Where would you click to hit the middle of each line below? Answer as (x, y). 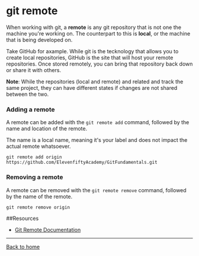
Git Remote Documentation (48, 229)
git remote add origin (34, 157)
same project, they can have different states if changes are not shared (92, 88)
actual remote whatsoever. (38, 147)
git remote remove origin (38, 207)
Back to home (23, 247)
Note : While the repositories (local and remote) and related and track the (95, 82)
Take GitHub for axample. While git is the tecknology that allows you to (92, 51)
